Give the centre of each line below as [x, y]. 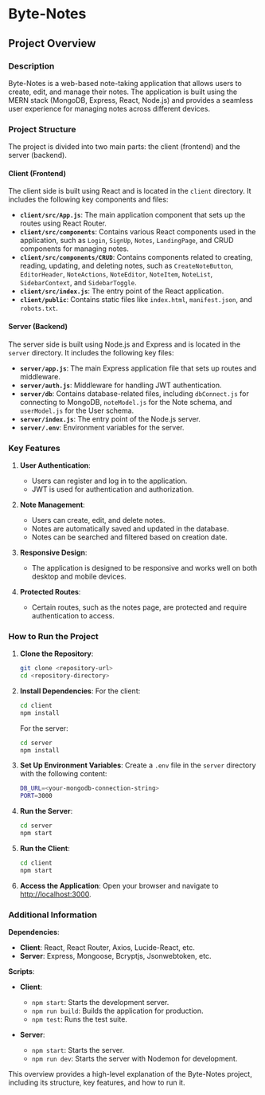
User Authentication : [55, 465]
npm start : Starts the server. [78, 1050]
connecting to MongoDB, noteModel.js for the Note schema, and [126, 402]
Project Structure [42, 129]
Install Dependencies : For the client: [80, 691]
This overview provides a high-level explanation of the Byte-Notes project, [130, 1073]
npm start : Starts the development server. [100, 1002]
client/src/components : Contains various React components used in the [138, 232]
